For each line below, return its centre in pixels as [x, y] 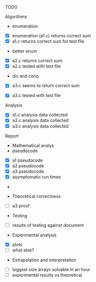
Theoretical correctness [36, 196]
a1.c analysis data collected [40, 115]
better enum [24, 51]
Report [12, 136]
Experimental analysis [34, 235]
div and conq [25, 76]
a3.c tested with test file [36, 95]
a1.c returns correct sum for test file [48, 41]
